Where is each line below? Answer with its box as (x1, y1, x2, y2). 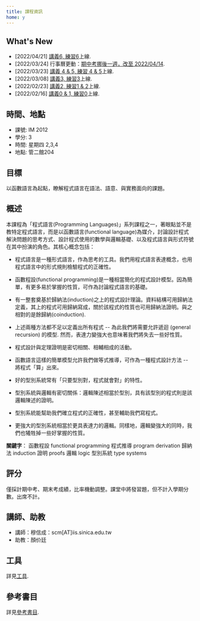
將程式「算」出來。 (14, 364, 62, 371)
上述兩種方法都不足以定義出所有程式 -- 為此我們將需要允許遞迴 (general (14, 323, 191, 331)
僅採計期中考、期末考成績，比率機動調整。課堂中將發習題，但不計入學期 (6, 485, 183, 492)
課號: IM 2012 (14, 126, 48, 133)
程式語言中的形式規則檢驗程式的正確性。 (14, 263, 114, 270)
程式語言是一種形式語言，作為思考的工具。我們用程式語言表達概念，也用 (14, 256, 192, 263)
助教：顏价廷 (14, 536, 46, 544)
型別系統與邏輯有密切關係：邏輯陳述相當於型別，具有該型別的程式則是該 (14, 389, 192, 396)
